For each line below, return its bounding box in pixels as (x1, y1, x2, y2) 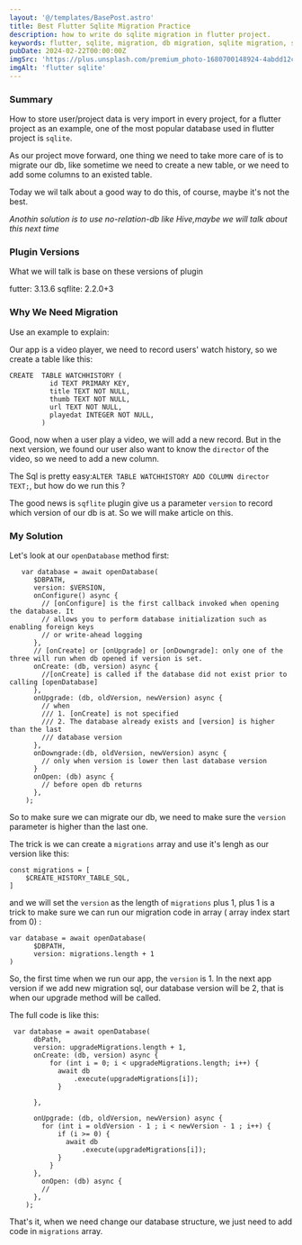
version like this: (9, 848, 70, 860)
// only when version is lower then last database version (41, 757, 268, 766)
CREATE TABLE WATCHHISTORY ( (9, 371, 123, 380)
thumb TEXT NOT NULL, (49, 394, 130, 403)
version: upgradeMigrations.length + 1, (32, 1043, 187, 1052)
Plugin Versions (9, 246, 80, 258)
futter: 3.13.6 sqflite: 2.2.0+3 (9, 284, 114, 294)
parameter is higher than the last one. (9, 821, 148, 833)
